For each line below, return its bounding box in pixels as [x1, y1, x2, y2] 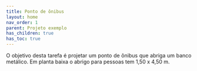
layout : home [6, 14, 38, 20]
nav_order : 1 [6, 19, 38, 25]
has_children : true [6, 31, 54, 36]
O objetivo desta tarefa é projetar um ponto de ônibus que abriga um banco [6, 52, 192, 59]
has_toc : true [6, 36, 41, 42]
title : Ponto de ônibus [6, 8, 65, 15]
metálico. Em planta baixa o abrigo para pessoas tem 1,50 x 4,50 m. [6, 58, 170, 65]
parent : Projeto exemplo [6, 25, 67, 31]
